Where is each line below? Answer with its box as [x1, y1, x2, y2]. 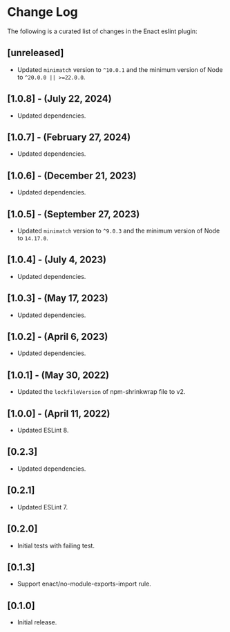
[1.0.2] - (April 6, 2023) [7, 331, 108, 343]
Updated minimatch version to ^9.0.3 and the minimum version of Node [17, 226, 220, 235]
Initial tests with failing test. [17, 541, 95, 550]
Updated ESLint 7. [17, 503, 68, 511]
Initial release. [17, 618, 57, 626]
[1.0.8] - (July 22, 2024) [7, 93, 112, 105]
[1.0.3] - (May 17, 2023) [7, 292, 108, 305]
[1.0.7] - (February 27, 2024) [7, 131, 131, 143]
